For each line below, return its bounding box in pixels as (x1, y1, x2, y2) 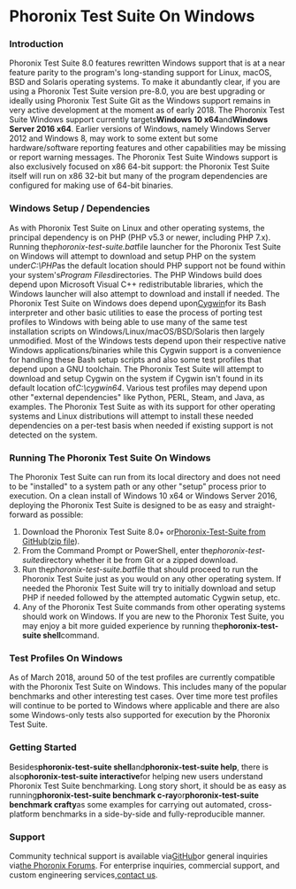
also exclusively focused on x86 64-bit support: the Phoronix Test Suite (9, 161, 270, 172)
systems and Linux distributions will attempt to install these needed (9, 410, 254, 421)
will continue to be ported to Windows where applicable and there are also (9, 700, 280, 711)
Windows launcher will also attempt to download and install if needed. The (9, 288, 280, 298)
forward (9, 509, 38, 520)
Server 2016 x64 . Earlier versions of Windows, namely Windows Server (9, 124, 271, 135)
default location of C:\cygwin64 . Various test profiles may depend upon (9, 383, 268, 393)
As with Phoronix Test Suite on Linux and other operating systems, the (9, 222, 265, 233)
